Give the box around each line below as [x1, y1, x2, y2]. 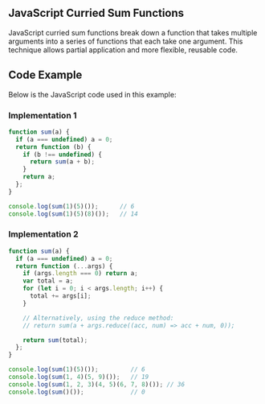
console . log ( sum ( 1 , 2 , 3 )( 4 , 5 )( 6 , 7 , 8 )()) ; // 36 [8, 380, 185, 389]
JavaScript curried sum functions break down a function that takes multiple [8, 27, 258, 37]
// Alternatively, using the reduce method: [22, 314, 174, 322]
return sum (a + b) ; [29, 158, 95, 166]
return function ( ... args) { [15, 262, 113, 270]
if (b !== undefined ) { [22, 150, 103, 159]
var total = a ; [22, 277, 74, 285]
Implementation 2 [8, 229, 79, 240]
